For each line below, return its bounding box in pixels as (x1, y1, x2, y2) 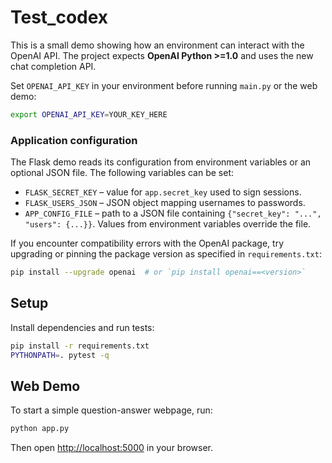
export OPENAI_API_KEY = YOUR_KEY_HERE (10, 109, 168, 120)
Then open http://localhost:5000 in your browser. (10, 442, 214, 454)
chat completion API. (10, 60, 97, 72)
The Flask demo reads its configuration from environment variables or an (10, 156, 312, 168)
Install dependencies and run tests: (10, 321, 155, 333)
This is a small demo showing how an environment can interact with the (10, 39, 305, 51)
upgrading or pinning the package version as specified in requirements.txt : (10, 248, 322, 260)
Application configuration (10, 133, 138, 147)
